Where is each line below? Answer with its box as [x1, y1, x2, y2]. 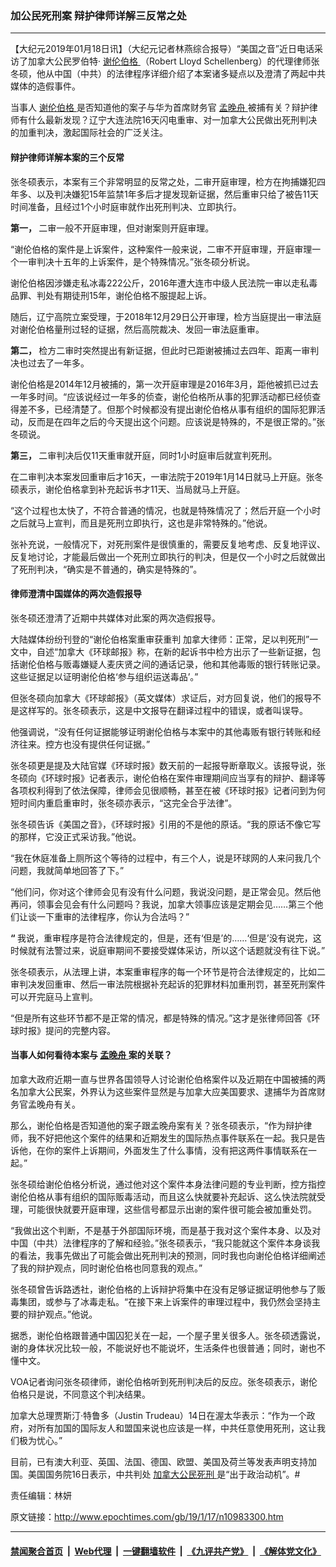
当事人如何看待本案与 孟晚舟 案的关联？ [10, 1049, 173, 1061]
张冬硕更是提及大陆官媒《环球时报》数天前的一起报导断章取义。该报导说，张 [10, 759, 326, 771]
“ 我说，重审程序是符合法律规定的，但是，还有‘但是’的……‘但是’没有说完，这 [10, 932, 322, 944]
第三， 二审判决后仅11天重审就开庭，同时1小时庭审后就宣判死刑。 [10, 449, 278, 461]
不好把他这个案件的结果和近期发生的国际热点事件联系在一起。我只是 [36, 1132, 317, 1144]
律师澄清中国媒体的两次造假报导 [10, 588, 142, 600]
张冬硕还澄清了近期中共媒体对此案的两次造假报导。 [10, 612, 221, 624]
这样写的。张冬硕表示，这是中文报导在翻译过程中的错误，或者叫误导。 [18, 704, 308, 716]
